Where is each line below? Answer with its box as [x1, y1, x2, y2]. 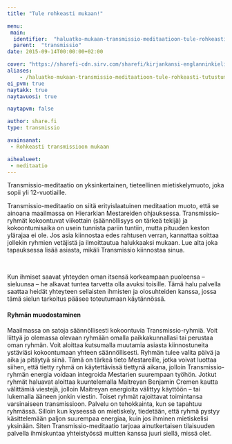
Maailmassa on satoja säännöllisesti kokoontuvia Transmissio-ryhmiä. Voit [7, 326, 218, 334]
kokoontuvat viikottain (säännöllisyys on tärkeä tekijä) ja [28, 216, 188, 225]
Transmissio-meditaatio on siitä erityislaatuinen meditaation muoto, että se [7, 202, 220, 210]
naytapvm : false [7, 105, 54, 113]
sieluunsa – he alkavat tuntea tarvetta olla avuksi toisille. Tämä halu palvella [7, 280, 221, 288]
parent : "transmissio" [13, 42, 81, 49]
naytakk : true [7, 86, 48, 93]
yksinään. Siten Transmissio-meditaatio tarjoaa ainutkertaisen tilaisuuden [7, 421, 215, 429]
